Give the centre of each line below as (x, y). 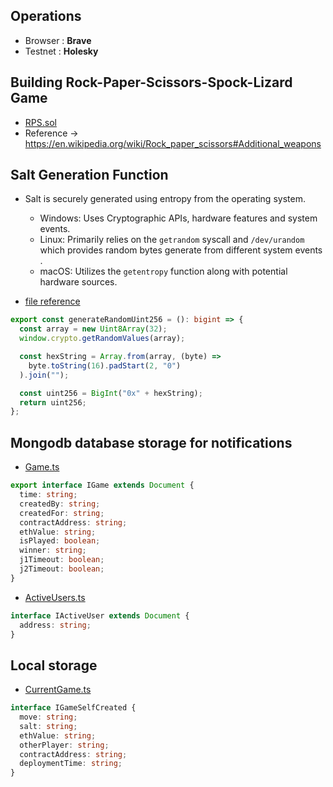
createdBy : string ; (60, 504)
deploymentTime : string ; (71, 764)
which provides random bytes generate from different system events (181, 250)
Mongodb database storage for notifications (151, 442)
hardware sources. (78, 282)
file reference (52, 301)
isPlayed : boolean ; (60, 541)
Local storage (54, 665)
